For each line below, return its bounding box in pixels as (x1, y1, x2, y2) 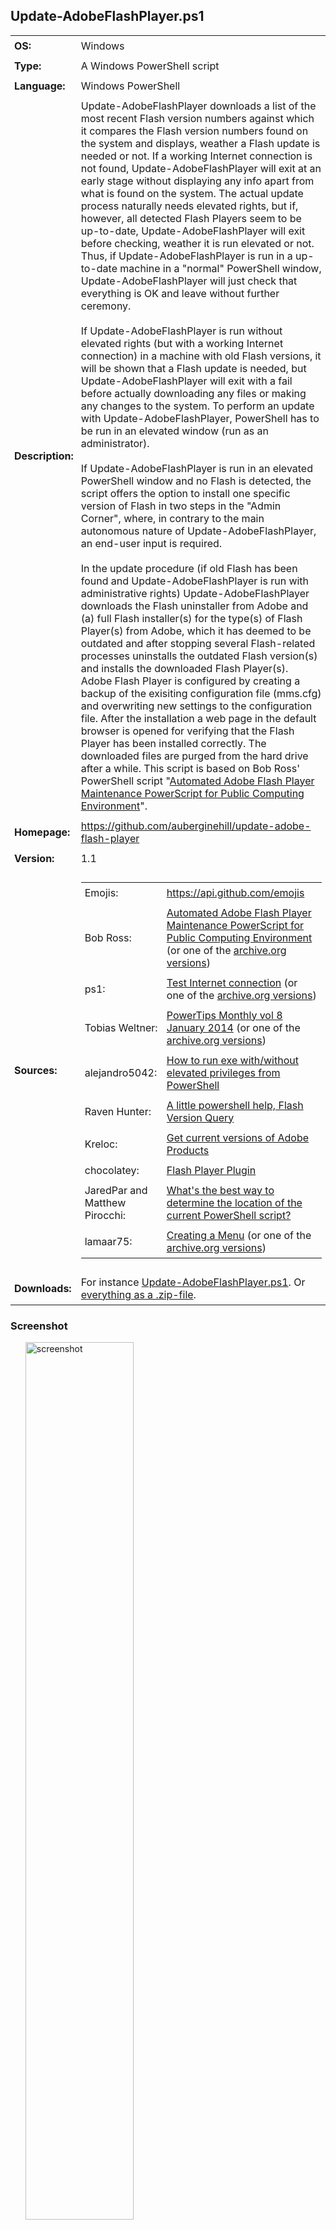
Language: (14, 79, 66, 93)
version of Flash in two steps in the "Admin (80, 499, 282, 513)
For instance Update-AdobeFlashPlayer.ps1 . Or (80, 1275, 306, 1289)
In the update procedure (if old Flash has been (80, 561, 298, 575)
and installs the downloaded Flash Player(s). (80, 661, 289, 675)
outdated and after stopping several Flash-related (80, 636, 316, 650)
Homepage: (14, 825, 71, 839)
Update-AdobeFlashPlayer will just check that (80, 274, 298, 288)
